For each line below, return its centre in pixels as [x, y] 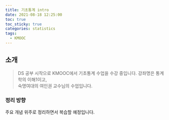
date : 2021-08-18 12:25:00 [34, 15]
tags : [11, 33]
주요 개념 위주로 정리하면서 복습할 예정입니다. [50, 112]
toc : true [16, 19]
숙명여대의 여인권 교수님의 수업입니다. [55, 86]
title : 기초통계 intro [27, 10]
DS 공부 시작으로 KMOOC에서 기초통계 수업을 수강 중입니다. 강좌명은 [86, 73]
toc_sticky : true [24, 24]
